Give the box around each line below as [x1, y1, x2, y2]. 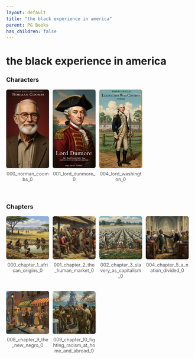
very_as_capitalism [100, 267, 142, 274]
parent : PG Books [6, 22, 49, 28]
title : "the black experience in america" [6, 15, 112, 22]
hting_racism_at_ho [53, 342, 96, 348]
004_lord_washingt [99, 171, 142, 177]
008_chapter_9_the [6, 336, 48, 343]
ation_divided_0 [150, 267, 184, 274]
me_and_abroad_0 [54, 347, 95, 354]
